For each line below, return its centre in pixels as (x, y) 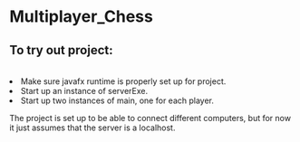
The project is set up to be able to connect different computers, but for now (150, 118)
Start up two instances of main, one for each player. (118, 100)
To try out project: (61, 50)
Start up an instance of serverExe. (85, 91)
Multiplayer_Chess (82, 17)
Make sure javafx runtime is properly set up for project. (124, 81)
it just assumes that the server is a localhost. (92, 128)
